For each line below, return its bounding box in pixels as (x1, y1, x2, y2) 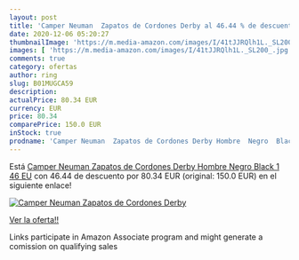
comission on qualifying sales (9, 240, 118, 251)
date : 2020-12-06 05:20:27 (9, 29, 109, 38)
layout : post (9, 12, 58, 22)
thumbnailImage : (9, 37, 69, 47)
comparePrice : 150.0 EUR (9, 121, 101, 130)
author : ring (9, 71, 58, 80)
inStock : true (9, 129, 62, 138)
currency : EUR (9, 104, 62, 113)
